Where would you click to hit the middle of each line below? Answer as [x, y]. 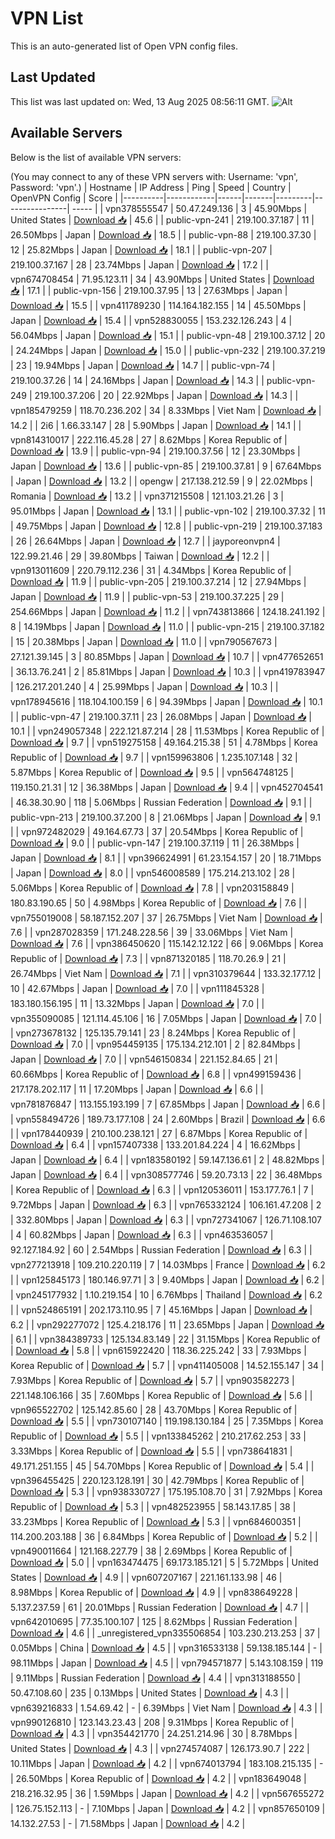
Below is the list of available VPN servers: [96, 157]
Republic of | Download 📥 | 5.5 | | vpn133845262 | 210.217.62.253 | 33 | [158, 1436]
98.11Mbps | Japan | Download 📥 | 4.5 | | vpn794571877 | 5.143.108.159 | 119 [167, 1663]
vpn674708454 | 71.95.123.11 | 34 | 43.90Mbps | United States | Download [162, 279]
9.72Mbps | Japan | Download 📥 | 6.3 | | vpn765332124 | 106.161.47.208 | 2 [166, 1204]
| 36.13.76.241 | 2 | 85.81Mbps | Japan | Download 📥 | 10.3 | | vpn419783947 [168, 671]
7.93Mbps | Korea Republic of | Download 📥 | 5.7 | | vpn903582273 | [152, 1380]
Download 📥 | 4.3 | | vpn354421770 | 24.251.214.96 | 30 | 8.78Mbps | [154, 1733]
